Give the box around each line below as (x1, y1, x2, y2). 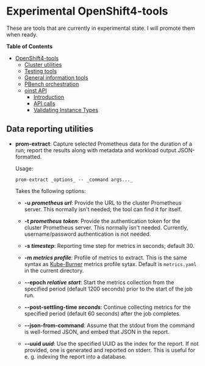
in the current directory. (24, 267, 84, 274)
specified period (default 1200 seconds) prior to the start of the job (24, 285, 193, 292)
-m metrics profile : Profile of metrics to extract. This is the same (24, 254, 187, 261)
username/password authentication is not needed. (24, 230, 151, 238)
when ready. (6, 30, 38, 38)
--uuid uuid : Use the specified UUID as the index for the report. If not (24, 340, 199, 347)
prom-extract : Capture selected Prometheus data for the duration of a (15, 140, 192, 147)
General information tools (24, 74, 88, 81)
